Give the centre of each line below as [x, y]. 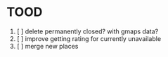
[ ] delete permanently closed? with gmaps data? [88, 31]
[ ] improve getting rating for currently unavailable [89, 38]
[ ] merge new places [47, 46]
